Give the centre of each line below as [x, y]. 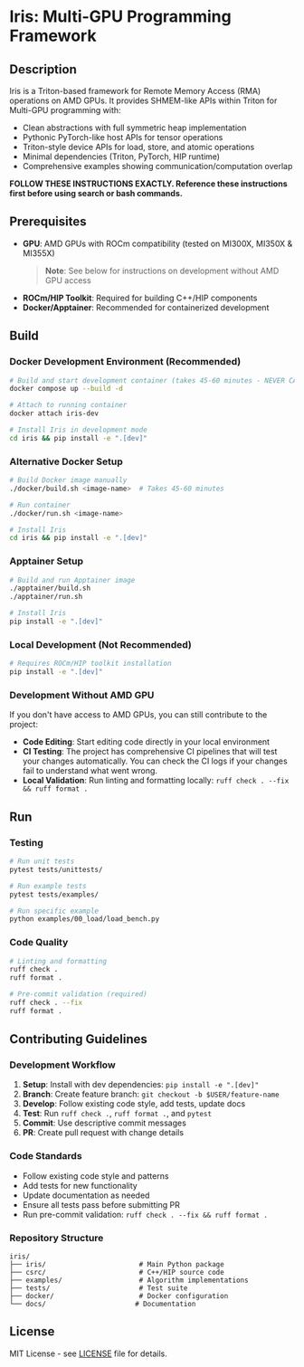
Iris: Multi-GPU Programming [121, 17]
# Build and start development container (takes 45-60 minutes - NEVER [147, 380]
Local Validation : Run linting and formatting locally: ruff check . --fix [156, 781]
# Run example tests [48, 886]
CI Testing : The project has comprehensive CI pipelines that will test [150, 752]
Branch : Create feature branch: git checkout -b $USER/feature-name [151, 1094]
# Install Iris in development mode [78, 430]
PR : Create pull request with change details [103, 1133]
